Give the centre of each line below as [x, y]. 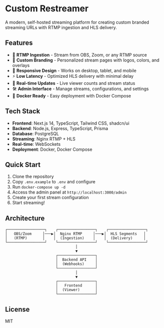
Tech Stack [23, 111]
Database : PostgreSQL [36, 133]
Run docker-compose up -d [39, 187]
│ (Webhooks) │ [77, 264]
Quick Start [23, 165]
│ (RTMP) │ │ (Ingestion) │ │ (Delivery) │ [76, 238]
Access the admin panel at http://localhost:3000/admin [69, 192]
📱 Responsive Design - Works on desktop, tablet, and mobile [74, 70]
